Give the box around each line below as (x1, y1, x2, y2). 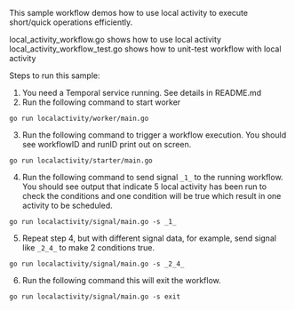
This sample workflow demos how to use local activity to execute (9, 8, 249, 18)
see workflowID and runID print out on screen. (21, 139, 192, 149)
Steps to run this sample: (9, 70, 100, 81)
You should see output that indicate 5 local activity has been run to (21, 181, 267, 192)
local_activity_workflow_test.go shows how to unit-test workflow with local (9, 44, 282, 54)
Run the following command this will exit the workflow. (21, 275, 221, 285)
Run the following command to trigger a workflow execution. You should (21, 130, 287, 140)
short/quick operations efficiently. (9, 17, 133, 28)
